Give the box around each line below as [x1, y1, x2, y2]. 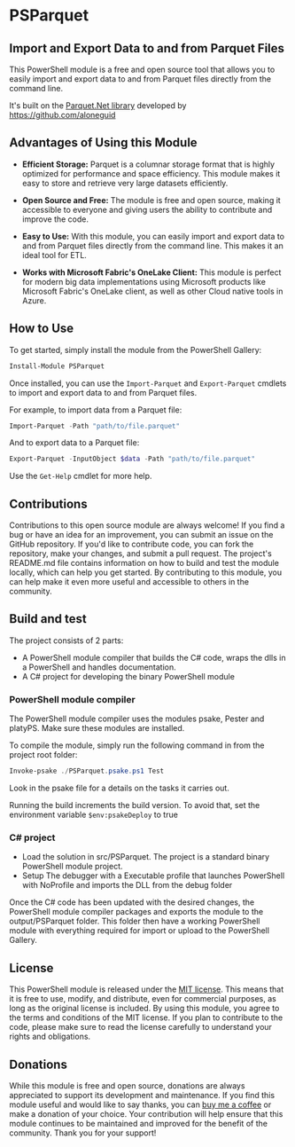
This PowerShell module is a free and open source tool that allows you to [9, 64, 276, 75]
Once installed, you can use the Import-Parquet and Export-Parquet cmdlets [9, 378, 287, 389]
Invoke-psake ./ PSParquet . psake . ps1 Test [9, 766, 165, 776]
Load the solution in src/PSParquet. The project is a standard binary [21, 852, 270, 862]
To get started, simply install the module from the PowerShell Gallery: [9, 344, 262, 355]
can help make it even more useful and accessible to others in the [9, 577, 250, 587]
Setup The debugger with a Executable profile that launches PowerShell [21, 870, 285, 881]
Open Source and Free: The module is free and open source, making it [21, 194, 281, 205]
